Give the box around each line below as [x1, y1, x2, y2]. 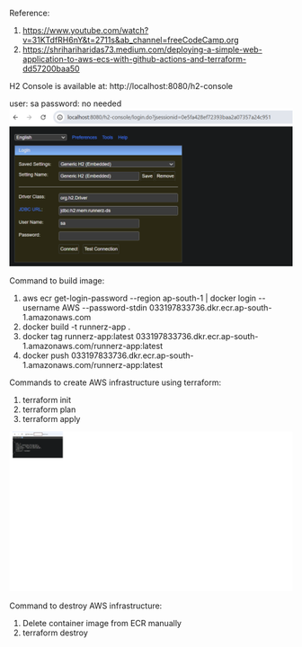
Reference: [9, 8, 50, 18]
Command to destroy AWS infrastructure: [9, 600, 163, 611]
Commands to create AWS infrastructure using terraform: [9, 377, 222, 388]
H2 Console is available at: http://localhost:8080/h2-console [9, 81, 234, 91]
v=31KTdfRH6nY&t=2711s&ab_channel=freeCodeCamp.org [22, 35, 240, 45]
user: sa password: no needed [9, 98, 122, 109]
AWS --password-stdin [61, 302, 148, 313]
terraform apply [22, 414, 81, 425]
